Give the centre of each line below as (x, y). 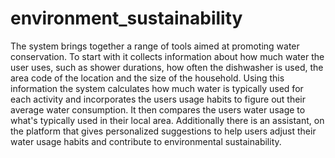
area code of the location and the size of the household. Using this (147, 78)
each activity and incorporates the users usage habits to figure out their (158, 99)
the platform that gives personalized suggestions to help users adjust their (163, 131)
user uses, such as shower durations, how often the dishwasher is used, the (167, 67)
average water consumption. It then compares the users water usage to (158, 109)
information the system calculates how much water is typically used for (157, 88)
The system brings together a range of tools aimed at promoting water (155, 46)
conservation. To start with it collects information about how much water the (167, 56)
